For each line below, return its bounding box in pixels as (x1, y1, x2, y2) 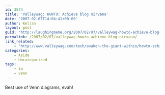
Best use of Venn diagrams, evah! (5, 84, 74, 90)
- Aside (14, 52, 29, 58)
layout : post (5, 25, 32, 30)
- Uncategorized (14, 57, 48, 62)
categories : (5, 48, 29, 53)
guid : (5, 30, 16, 35)
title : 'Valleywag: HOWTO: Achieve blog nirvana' (5, 12, 109, 17)
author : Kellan (5, 21, 36, 26)
